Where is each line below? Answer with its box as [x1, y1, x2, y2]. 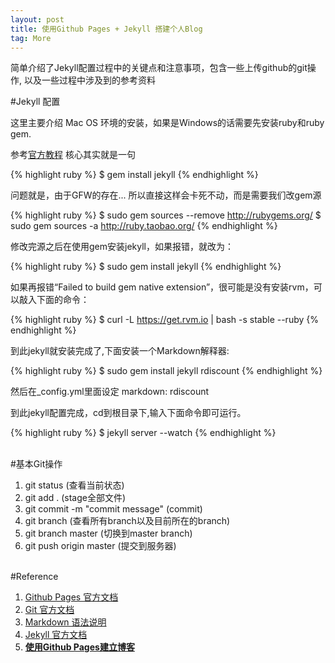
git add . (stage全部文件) [24, 492, 127, 504]
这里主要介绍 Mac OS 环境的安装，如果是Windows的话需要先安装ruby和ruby [10, 117, 325, 129]
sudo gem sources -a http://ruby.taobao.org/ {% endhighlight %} [10, 220, 278, 232]
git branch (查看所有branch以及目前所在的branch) [24, 515, 231, 527]
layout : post [10, 14, 65, 25]
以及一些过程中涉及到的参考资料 [23, 74, 156, 86]
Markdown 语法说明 [24, 616, 107, 628]
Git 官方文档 [24, 604, 75, 616]
